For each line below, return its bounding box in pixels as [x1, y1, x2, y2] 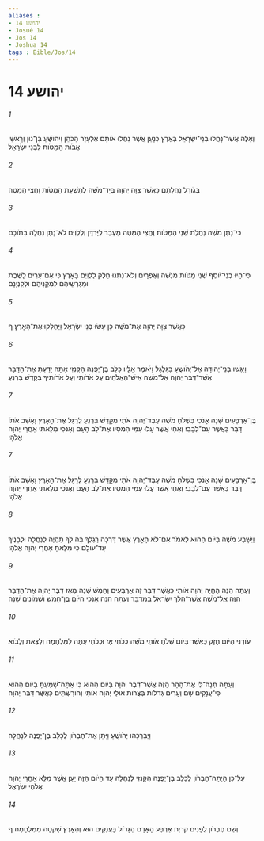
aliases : [8, 11, 41, 20]
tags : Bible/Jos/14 [8, 48, 77, 56]
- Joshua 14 [8, 41, 47, 49]
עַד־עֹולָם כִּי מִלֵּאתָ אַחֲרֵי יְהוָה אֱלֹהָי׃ [8, 543, 107, 552]
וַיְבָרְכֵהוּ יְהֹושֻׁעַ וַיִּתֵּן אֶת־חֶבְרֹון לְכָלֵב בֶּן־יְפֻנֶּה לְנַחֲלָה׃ [8, 730, 152, 740]
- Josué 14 [8, 26, 44, 34]
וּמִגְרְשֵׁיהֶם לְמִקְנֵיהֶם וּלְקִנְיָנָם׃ [8, 279, 89, 288]
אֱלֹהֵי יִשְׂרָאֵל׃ [8, 782, 43, 791]
